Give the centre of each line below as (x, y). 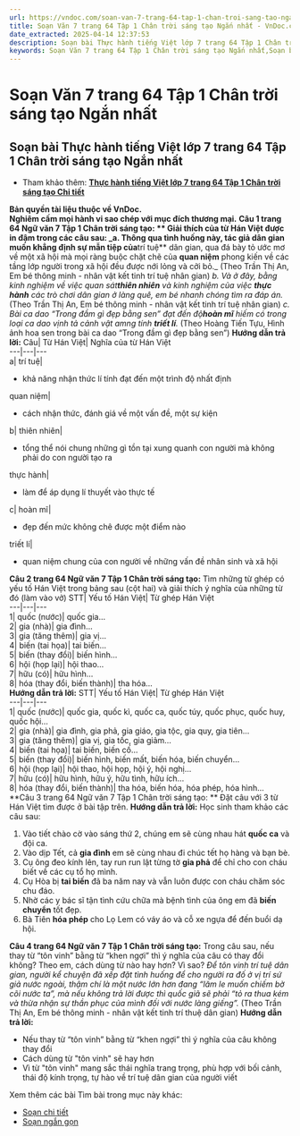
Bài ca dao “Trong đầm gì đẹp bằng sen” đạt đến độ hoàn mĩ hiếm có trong (148, 314)
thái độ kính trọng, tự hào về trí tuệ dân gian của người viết (130, 1078)
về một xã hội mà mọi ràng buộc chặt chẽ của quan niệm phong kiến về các (150, 257)
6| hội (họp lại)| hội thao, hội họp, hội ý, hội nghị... (100, 769)
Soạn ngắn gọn (50, 1122)
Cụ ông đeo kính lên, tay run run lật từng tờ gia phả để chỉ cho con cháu (154, 862)
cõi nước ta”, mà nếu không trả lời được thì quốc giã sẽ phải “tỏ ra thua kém (149, 994)
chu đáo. (38, 891)
